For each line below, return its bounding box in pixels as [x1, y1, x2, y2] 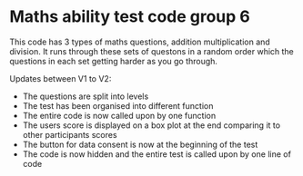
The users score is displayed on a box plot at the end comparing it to [22, 120, 280, 131]
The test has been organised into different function [22, 100, 214, 111]
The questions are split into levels [22, 91, 149, 102]
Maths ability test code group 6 [9, 6, 250, 27]
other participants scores [22, 129, 117, 140]
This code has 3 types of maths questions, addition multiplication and [9, 36, 270, 47]
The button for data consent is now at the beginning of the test [22, 139, 258, 150]
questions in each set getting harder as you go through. [9, 55, 218, 66]
